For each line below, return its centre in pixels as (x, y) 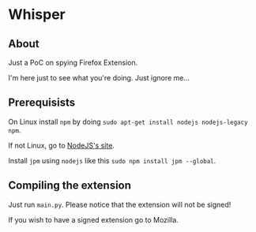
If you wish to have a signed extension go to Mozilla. (94, 219)
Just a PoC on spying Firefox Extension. (73, 62)
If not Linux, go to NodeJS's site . (61, 145)
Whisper (37, 15)
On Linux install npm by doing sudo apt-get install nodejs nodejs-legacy (128, 122)
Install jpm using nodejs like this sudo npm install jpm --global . (112, 160)
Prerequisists (42, 103)
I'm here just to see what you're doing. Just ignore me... (99, 78)
